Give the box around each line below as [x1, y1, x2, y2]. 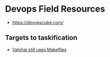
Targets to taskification [5, 34, 78, 42]
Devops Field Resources [5, 3, 105, 15]
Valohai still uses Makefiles [12, 46, 67, 52]
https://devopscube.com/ [12, 19, 64, 25]
